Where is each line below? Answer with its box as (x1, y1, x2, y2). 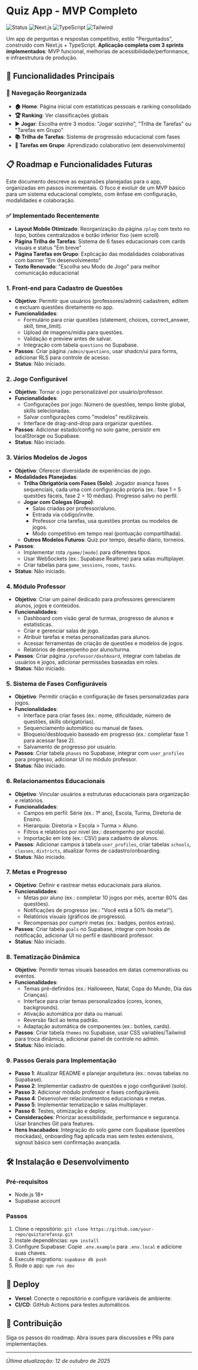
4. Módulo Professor (6, 582, 66, 590)
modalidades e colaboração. (6, 197, 75, 204)
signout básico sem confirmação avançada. (14, 1139, 121, 1146)
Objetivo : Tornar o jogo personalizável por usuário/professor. (14, 389, 164, 396)
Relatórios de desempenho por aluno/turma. (23, 646, 131, 653)
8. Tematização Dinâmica (6, 952, 81, 961)
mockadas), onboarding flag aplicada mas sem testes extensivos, (14, 1133, 174, 1140)
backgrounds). (23, 1004, 60, 1011)
